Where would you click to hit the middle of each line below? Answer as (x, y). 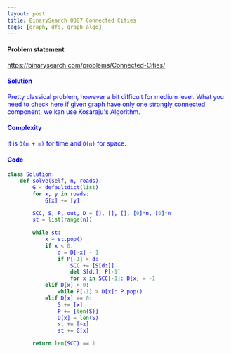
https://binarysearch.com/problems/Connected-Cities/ (86, 65)
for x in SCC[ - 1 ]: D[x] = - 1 (113, 278)
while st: (47, 233)
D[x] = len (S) (78, 318)
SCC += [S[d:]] (92, 265)
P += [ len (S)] (78, 311)
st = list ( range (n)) (62, 220)
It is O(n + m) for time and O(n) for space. (67, 143)
